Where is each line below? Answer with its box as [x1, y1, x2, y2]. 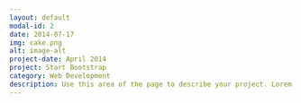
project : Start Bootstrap [9, 64, 106, 73]
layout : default [9, 13, 70, 22]
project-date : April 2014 [9, 55, 106, 64]
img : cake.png [9, 38, 63, 47]
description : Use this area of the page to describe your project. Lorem [9, 80, 293, 89]
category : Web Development [9, 72, 111, 81]
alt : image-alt [9, 47, 67, 56]
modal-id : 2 [9, 21, 54, 30]
